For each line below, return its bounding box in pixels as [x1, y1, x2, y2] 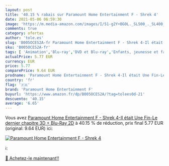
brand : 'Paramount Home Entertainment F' [5, 87, 94, 92]
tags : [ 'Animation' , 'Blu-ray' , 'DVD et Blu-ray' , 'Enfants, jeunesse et [5, 49, 158, 54]
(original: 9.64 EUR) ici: [5, 125, 53, 131]
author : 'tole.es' [5, 36, 44, 41]
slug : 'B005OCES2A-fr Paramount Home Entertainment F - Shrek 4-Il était [5, 40, 163, 45]
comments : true [5, 26, 37, 31]
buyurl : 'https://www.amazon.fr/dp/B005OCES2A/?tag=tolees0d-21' [5, 92, 145, 97]
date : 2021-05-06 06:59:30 [5, 17, 62, 22]
